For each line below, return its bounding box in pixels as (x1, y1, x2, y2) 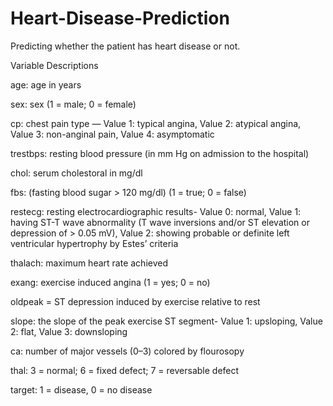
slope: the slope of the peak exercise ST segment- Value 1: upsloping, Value (10, 315, 323, 327)
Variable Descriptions (10, 59, 99, 71)
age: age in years (10, 78, 82, 91)
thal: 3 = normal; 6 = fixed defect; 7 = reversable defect (10, 364, 240, 376)
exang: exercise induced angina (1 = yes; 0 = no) (10, 276, 211, 288)
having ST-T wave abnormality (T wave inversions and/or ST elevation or (10, 216, 310, 228)
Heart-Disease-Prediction (10, 7, 230, 30)
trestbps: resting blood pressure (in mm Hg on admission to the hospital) (10, 147, 310, 159)
